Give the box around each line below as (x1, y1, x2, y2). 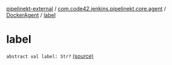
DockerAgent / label (6, 11, 56, 19)
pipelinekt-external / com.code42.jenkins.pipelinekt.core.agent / (6, 5, 166, 12)
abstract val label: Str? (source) (6, 52, 94, 60)
